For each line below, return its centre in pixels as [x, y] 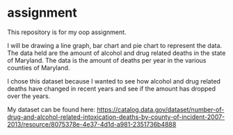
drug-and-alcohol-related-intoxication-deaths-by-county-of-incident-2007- [116, 117]
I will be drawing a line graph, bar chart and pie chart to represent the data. [115, 45]
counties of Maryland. [39, 67]
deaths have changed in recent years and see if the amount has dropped [112, 88]
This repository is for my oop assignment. [67, 32]
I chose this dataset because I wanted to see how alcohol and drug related [114, 81]
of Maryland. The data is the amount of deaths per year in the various [107, 60]
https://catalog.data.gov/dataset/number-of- [161, 109]
